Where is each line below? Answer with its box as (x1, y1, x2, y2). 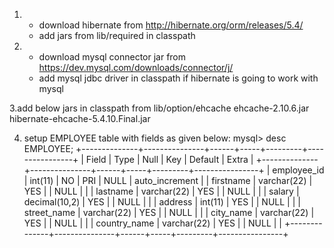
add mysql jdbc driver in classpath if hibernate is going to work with (38, 72, 319, 84)
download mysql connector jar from (38, 51, 187, 63)
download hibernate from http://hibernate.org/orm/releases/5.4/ (38, 19, 304, 31)
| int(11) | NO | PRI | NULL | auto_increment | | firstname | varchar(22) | (23, 175, 313, 186)
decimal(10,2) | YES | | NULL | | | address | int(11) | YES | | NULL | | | (23, 196, 301, 208)
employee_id (272, 164, 325, 176)
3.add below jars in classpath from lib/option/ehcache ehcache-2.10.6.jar (9, 102, 310, 114)
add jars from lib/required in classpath (38, 30, 196, 41)
